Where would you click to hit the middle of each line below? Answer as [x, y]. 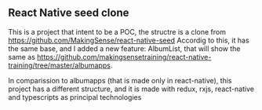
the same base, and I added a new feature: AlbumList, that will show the [124, 48]
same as [22, 57]
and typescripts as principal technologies [75, 97]
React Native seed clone [69, 13]
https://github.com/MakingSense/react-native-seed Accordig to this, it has [129, 40]
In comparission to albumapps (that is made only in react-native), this [120, 80]
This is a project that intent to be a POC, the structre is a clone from [117, 31]
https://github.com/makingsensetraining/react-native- [124, 57]
